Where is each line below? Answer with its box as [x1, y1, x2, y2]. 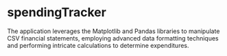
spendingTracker [7, 5, 106, 20]
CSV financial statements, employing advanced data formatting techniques [7, 34, 219, 42]
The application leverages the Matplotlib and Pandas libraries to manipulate [7, 27, 220, 35]
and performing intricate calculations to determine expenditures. [7, 41, 189, 49]
